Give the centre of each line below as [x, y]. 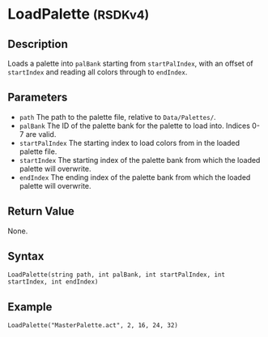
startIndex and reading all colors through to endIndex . [98, 72]
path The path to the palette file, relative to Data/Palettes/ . [117, 117]
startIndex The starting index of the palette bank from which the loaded [140, 160]
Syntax [26, 256]
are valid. [41, 134]
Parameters [38, 98]
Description [38, 44]
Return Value [41, 211]
